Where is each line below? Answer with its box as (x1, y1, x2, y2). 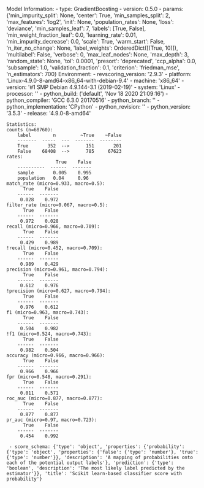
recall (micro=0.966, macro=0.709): (6, 223, 100, 230)
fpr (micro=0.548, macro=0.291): (6, 374, 92, 380)
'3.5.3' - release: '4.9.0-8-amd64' (6, 110, 91, 117)
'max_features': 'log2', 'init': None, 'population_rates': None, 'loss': (6, 18, 174, 25)
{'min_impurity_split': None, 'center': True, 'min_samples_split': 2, (6, 12, 170, 19)
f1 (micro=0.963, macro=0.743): (6, 309, 89, 316)
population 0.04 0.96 (17, 175, 89, 181)
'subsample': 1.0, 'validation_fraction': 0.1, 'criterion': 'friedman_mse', (6, 64, 179, 71)
